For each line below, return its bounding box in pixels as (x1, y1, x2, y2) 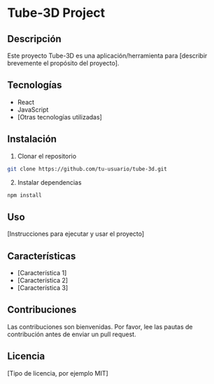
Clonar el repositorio (17, 152, 77, 160)
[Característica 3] (17, 284, 69, 292)
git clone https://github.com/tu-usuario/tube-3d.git (7, 165, 168, 173)
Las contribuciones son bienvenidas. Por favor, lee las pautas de (7, 322, 194, 331)
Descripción (7, 33, 62, 45)
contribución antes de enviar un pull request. (7, 330, 136, 338)
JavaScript (17, 105, 49, 114)
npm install (7, 192, 42, 199)
